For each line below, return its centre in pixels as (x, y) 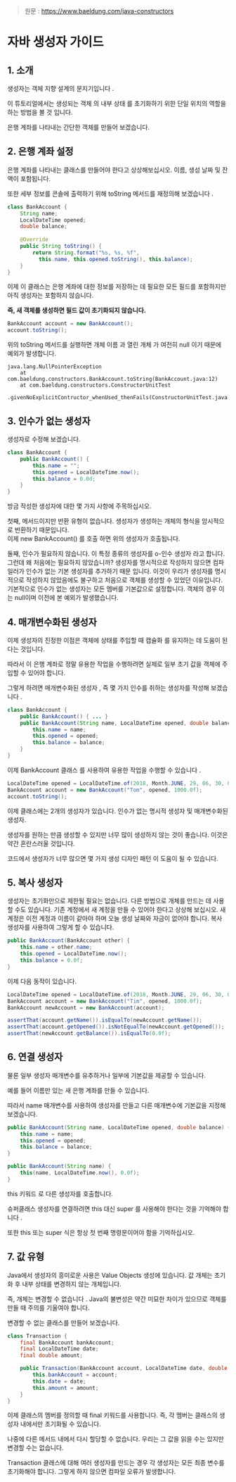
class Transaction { (38, 1336)
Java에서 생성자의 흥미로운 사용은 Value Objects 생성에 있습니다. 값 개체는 (110, 1275)
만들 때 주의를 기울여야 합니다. (48, 1307)
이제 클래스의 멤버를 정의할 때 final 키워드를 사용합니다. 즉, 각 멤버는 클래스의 (112, 1415)
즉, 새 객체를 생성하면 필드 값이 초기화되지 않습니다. (77, 310)
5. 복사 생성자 (35, 883)
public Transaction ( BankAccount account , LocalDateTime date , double (124, 1369)
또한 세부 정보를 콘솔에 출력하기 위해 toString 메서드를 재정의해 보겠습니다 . (110, 194)
